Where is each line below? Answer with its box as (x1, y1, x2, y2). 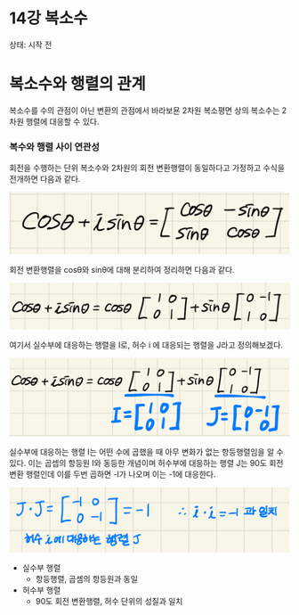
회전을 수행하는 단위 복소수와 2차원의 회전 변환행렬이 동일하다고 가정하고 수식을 (9, 162, 285, 174)
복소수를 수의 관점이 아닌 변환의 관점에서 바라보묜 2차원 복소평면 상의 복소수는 (9, 104, 280, 116)
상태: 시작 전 (9, 39, 53, 50)
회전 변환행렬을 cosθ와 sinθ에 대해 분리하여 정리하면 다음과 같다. (9, 265, 235, 275)
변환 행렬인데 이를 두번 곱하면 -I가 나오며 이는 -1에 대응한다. (9, 469, 216, 480)
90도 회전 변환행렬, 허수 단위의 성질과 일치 (35, 595, 183, 606)
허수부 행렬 (21, 585, 61, 595)
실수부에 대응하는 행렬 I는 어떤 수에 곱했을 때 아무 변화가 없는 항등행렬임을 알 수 (9, 447, 284, 457)
